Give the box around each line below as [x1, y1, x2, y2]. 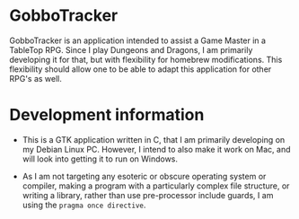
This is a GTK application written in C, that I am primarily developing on [22, 134, 286, 145]
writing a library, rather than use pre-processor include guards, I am [22, 189, 274, 200]
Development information [9, 105, 205, 126]
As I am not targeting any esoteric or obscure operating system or [22, 171, 267, 181]
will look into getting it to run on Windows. [22, 153, 178, 164]
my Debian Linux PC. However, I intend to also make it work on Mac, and [22, 144, 291, 154]
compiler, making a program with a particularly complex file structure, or [22, 180, 290, 191]
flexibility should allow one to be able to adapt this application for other [9, 64, 272, 74]
